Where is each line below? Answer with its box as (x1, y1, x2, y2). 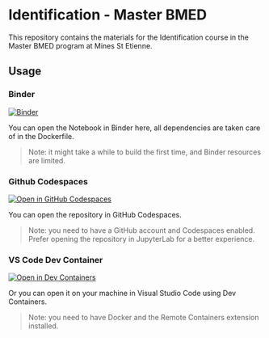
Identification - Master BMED (8, 6, 208, 24)
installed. (27, 321, 59, 331)
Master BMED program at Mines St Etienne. (8, 40, 153, 50)
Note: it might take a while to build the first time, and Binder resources (27, 147, 261, 157)
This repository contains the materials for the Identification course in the (8, 32, 249, 42)
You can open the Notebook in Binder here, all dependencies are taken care (8, 123, 261, 133)
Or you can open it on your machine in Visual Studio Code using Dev (8, 289, 237, 298)
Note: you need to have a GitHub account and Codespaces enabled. (27, 225, 256, 235)
